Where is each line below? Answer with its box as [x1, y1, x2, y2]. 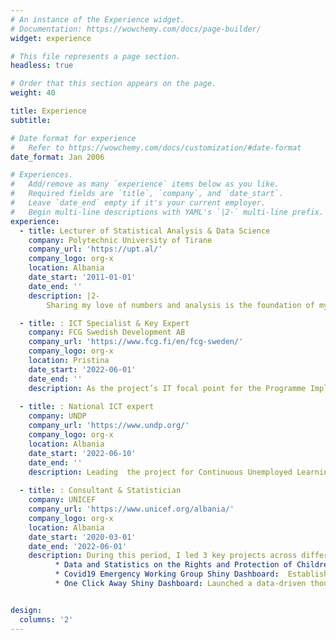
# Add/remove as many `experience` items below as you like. [10, 179, 280, 190]
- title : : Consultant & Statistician [19, 486, 182, 496]
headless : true [10, 61, 74, 71]
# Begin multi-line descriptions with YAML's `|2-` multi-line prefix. [10, 207, 325, 217]
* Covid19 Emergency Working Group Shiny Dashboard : [54, 569, 280, 580]
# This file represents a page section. [10, 51, 182, 61]
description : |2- [28, 291, 101, 301]
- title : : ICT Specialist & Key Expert [19, 318, 190, 328]
